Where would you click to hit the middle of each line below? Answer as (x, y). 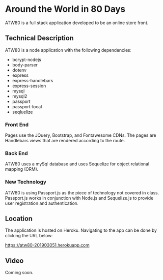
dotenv (19, 70)
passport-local (27, 106)
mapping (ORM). (22, 169)
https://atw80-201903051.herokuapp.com (47, 245)
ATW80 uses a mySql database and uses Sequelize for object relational (77, 164)
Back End (16, 153)
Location (19, 219)
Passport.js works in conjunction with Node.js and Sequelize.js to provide (79, 198)
